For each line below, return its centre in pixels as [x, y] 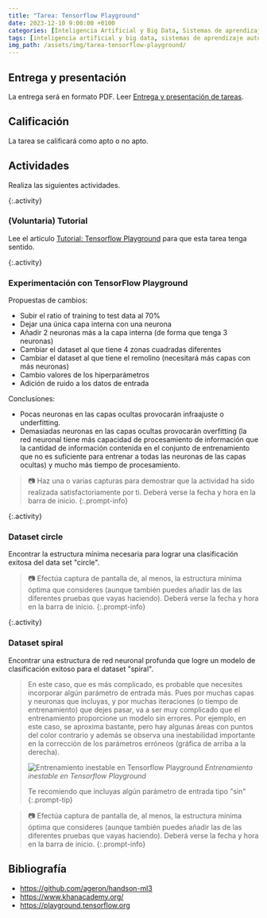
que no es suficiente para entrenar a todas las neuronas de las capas [133, 457]
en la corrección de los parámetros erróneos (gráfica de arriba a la [137, 743]
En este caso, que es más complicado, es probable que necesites [135, 684]
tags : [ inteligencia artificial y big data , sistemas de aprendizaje [126, 38]
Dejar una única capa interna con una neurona [96, 324]
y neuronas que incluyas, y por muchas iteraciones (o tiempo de [133, 701]
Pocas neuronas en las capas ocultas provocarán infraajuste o [122, 414]
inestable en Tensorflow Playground [87, 775]
